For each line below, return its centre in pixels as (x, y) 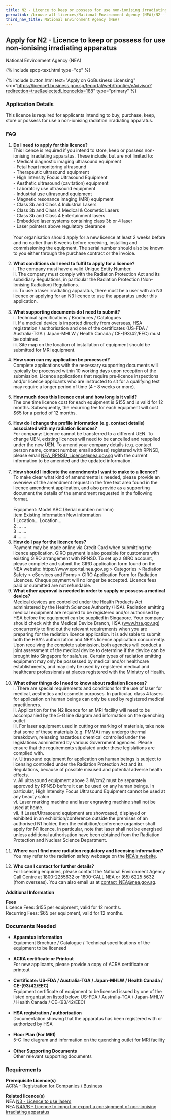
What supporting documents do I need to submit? (66, 312)
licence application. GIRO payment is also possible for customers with (86, 553)
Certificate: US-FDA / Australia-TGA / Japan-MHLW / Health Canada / (88, 981)
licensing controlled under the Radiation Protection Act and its (78, 764)
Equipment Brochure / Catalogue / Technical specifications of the (81, 943)
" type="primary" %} (115, 91)
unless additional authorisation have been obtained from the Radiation (86, 835)
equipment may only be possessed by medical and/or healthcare (81, 661)
